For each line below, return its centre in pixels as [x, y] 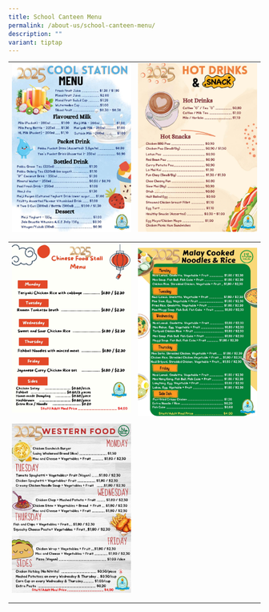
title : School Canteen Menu [55, 17]
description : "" [35, 34]
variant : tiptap [35, 42]
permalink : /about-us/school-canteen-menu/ [82, 25]
